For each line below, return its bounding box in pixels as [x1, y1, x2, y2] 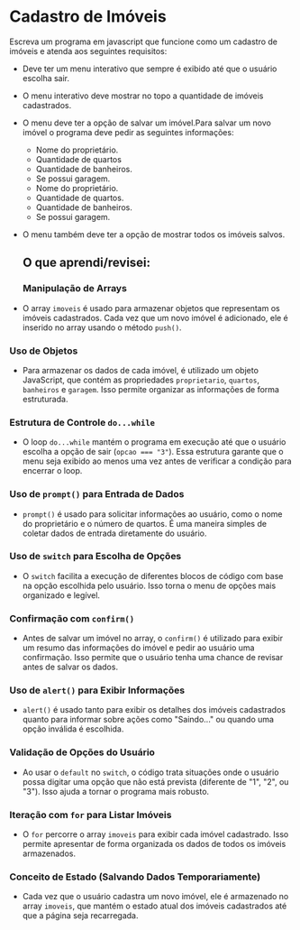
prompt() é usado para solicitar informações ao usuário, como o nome [22, 508, 283, 520]
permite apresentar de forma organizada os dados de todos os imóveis [22, 839, 286, 849]
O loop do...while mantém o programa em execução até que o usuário [22, 437, 286, 447]
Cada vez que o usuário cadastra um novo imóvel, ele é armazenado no [22, 891, 289, 902]
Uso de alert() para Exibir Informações [9, 684, 186, 696]
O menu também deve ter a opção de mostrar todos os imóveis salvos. [22, 228, 286, 240]
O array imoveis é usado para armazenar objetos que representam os [22, 302, 281, 313]
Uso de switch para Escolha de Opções [9, 550, 182, 563]
